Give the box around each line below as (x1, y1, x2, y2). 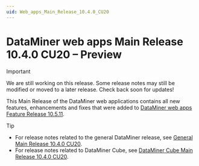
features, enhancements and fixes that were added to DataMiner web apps (6, 104, 192, 111)
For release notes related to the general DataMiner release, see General (14, 133, 193, 141)
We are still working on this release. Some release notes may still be (6, 79, 175, 86)
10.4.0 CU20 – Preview (6, 48, 122, 61)
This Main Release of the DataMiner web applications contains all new (6, 97, 180, 104)
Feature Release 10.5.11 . (6, 110, 65, 118)
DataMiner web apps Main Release (6, 34, 184, 48)
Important (6, 68, 31, 75)
